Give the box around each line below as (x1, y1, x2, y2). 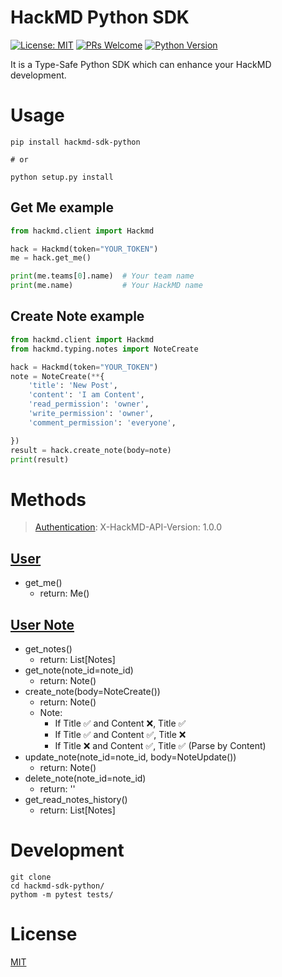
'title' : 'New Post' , (28, 381, 118, 391)
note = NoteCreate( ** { (10, 371, 105, 381)
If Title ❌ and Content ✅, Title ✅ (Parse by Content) (54, 739, 267, 751)
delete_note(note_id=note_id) (24, 772, 147, 784)
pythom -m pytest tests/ (10, 889, 114, 900)
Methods (10, 488, 87, 511)
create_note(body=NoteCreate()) (24, 685, 161, 697)
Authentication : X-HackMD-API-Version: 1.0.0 (34, 521, 223, 533)
